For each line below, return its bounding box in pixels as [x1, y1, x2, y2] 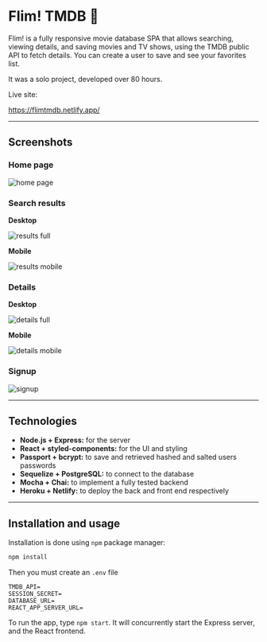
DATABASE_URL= [8, 597, 56, 605]
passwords [19, 461, 56, 470]
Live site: [8, 89, 38, 99]
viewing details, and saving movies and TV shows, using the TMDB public [8, 41, 250, 51]
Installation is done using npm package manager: [8, 538, 165, 547]
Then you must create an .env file [8, 568, 118, 578]
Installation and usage [8, 516, 121, 530]
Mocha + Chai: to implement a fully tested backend [19, 477, 188, 488]
